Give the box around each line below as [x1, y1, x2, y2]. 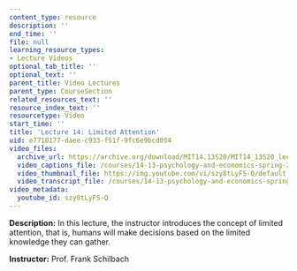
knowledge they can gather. [9, 236, 111, 247]
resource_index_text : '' [9, 103, 101, 112]
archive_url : [17, 152, 65, 162]
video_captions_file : [17, 161, 97, 169]
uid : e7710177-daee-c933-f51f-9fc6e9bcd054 [9, 136, 172, 145]
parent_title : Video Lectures [9, 79, 121, 87]
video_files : [9, 144, 57, 153]
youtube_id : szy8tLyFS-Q [17, 193, 109, 203]
